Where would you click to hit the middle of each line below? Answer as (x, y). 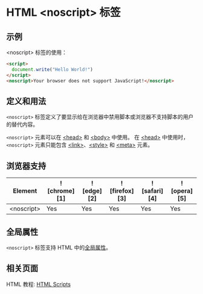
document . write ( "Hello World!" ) (53, 69)
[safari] (153, 191)
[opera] (182, 191)
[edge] (92, 191)
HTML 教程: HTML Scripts (39, 284)
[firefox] (122, 191)
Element (25, 191)
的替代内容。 (22, 124)
